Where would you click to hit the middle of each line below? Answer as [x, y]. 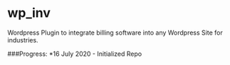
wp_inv [29, 13]
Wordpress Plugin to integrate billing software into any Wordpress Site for [115, 32]
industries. [23, 40]
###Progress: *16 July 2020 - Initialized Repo [75, 54]
